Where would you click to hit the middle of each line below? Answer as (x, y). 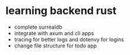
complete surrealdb (38, 27)
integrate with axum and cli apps (54, 33)
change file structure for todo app (56, 46)
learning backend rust (61, 11)
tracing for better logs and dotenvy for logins (69, 39)
